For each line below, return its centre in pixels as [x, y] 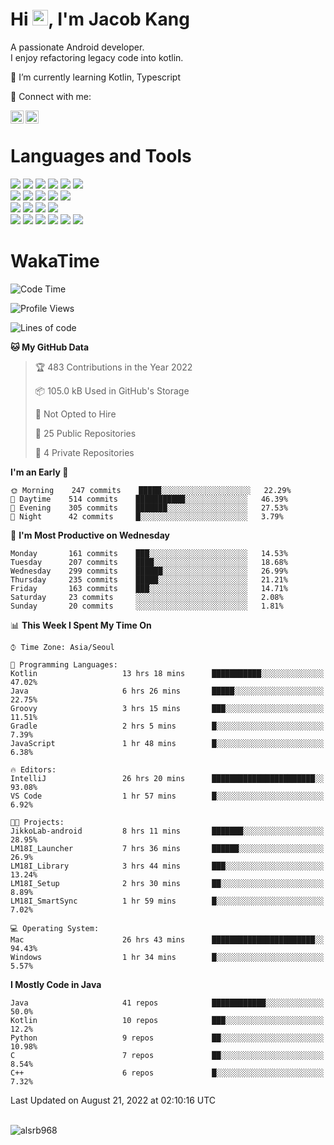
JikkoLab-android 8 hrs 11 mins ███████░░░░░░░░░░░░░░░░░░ [167, 831]
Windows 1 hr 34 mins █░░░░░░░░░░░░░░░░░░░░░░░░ [167, 957]
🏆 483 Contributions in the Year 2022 [113, 367]
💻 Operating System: [55, 928]
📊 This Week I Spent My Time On [81, 625]
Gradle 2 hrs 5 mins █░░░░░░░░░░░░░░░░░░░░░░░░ [167, 726]
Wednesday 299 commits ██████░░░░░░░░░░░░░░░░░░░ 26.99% [149, 571]
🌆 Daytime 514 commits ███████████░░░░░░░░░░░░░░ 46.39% [149, 499]
